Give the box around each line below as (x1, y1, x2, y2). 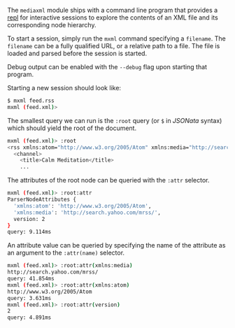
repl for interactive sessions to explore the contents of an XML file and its (7, 13, 218, 22)
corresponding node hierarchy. (7, 21, 97, 29)
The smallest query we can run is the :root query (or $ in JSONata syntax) (7, 116, 222, 124)
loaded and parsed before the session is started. (7, 49, 148, 57)
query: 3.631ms (7, 294, 52, 301)
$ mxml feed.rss (7, 97, 55, 104)
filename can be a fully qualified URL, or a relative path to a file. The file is (7, 42, 220, 50)
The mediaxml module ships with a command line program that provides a (7, 6, 218, 14)
